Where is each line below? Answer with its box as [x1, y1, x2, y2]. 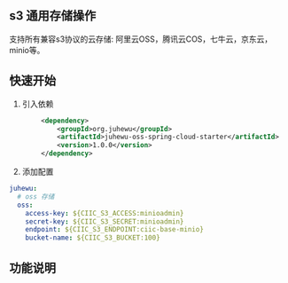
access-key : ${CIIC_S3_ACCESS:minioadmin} [25, 208, 184, 217]
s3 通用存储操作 [9, 8, 97, 24]
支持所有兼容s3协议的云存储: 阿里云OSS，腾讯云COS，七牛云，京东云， [9, 34, 273, 44]
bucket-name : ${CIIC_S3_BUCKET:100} [25, 233, 161, 242]
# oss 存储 [17, 192, 55, 201]
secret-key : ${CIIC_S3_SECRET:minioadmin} [25, 216, 184, 226]
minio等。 [9, 44, 45, 55]
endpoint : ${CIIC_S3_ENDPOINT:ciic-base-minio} [25, 225, 204, 234]
